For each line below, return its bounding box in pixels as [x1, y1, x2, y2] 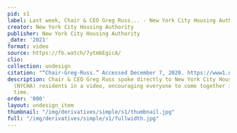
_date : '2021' [7, 37, 49, 44]
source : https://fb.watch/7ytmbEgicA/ [7, 50, 121, 57]
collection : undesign [7, 63, 71, 70]
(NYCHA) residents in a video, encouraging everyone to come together [13, 82, 226, 89]
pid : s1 [7, 10, 30, 18]
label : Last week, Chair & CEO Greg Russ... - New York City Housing [7, 17, 217, 24]
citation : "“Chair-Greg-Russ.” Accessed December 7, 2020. [7, 69, 185, 76]
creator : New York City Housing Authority [7, 23, 134, 30]
